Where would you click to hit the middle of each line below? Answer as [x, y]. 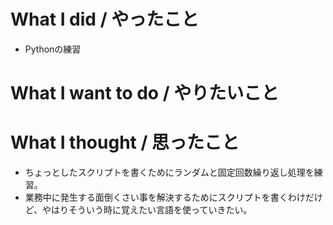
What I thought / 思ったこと [125, 142]
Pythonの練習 [53, 49]
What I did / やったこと [105, 19]
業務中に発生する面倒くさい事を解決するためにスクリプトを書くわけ [165, 197]
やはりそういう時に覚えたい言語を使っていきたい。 [147, 210]
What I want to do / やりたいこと [145, 93]
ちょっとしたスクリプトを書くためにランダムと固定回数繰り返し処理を [169, 172]
